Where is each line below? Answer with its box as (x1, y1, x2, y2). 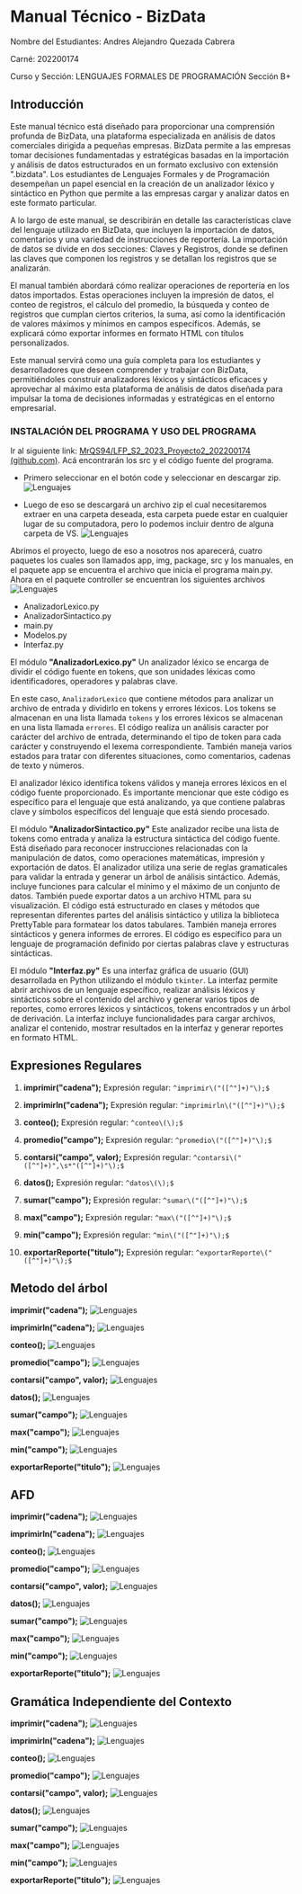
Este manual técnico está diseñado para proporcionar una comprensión (10, 121, 275, 131)
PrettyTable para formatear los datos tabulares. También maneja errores (10, 919, 277, 930)
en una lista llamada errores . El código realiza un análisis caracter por (10, 722, 269, 733)
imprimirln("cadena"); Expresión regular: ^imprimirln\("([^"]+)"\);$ (22, 1099, 286, 1110)
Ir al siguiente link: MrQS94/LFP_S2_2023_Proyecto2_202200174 (10, 445, 251, 456)
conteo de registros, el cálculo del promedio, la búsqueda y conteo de (10, 299, 270, 309)
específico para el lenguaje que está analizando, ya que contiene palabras (10, 797, 286, 808)
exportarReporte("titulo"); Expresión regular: (22, 1246, 194, 1257)
